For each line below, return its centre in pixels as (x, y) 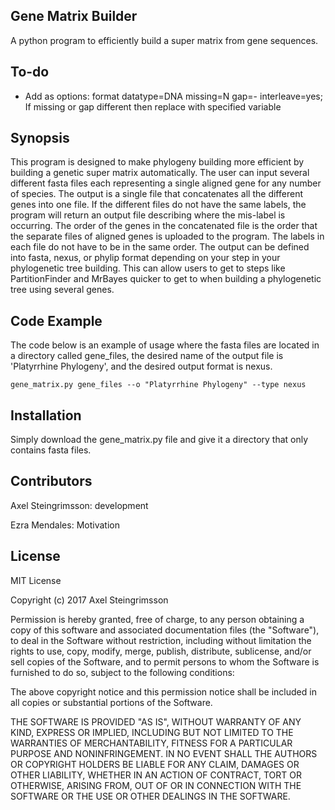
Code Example (56, 320)
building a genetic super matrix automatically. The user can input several (160, 173)
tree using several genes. (62, 290)
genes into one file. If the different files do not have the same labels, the (158, 205)
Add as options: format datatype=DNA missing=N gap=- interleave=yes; (173, 96)
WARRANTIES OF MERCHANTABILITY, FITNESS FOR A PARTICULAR (151, 743)
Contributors (51, 481)
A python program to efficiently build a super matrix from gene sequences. (164, 40)
